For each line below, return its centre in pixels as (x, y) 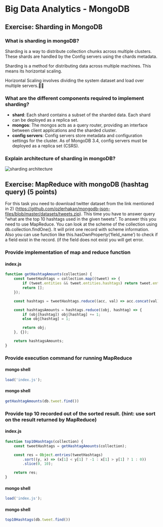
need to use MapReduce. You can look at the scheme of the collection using (81, 224)
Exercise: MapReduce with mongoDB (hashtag (77, 184)
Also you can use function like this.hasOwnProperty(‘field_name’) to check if (81, 235)
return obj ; (35, 328)
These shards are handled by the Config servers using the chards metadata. (81, 56)
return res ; (26, 473)
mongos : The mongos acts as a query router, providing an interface (80, 125)
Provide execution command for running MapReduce (69, 358)
